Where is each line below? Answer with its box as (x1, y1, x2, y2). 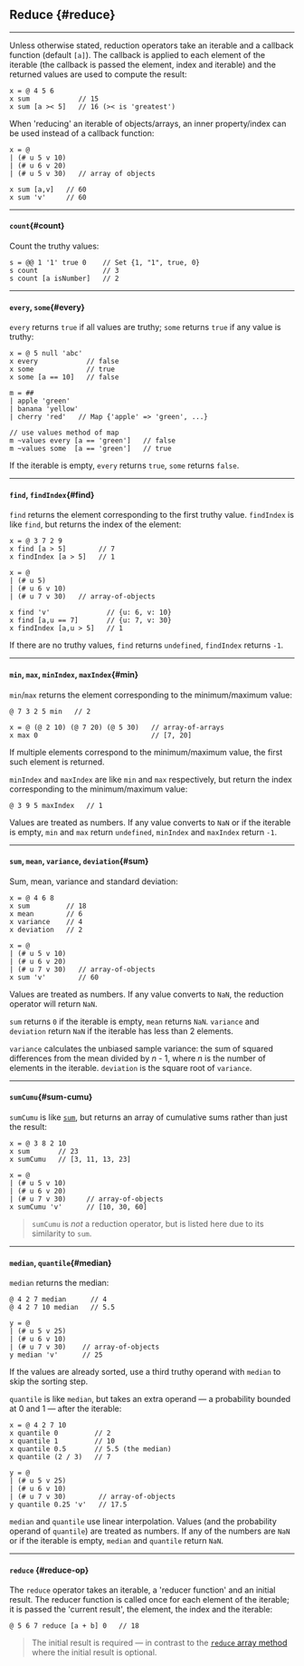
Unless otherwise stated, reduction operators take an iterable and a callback (9, 40, 294, 51)
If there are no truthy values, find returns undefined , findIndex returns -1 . (9, 639, 284, 651)
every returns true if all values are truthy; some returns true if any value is (9, 322, 281, 333)
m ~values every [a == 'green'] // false (9, 436, 176, 445)
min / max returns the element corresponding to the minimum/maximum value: (9, 689, 292, 700)
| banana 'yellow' (9, 404, 79, 414)
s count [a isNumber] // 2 (9, 274, 119, 284)
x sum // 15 (9, 94, 100, 103)
